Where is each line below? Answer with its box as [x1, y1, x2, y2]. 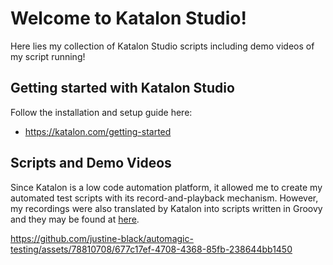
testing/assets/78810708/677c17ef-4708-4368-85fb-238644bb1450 [10, 243, 293, 255]
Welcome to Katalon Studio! [10, 7, 247, 30]
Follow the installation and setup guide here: [10, 106, 193, 118]
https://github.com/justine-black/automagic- [10, 232, 194, 244]
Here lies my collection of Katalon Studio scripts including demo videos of [10, 40, 315, 52]
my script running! [10, 50, 86, 62]
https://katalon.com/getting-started [24, 125, 172, 137]
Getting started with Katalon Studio [10, 80, 235, 97]
